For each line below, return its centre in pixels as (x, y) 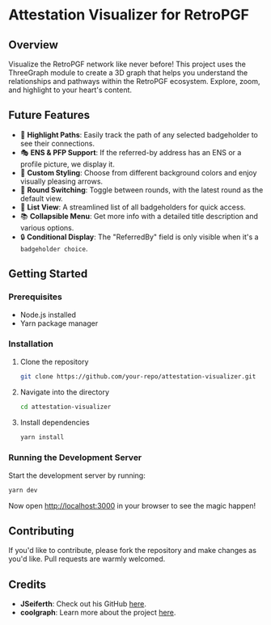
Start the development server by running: (77, 475)
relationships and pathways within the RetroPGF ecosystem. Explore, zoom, (134, 81)
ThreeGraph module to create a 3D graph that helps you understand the (128, 73)
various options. (47, 227)
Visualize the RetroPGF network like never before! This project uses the (127, 64)
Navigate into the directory (65, 392)
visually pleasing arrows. (61, 181)
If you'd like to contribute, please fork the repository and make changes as (133, 551)
